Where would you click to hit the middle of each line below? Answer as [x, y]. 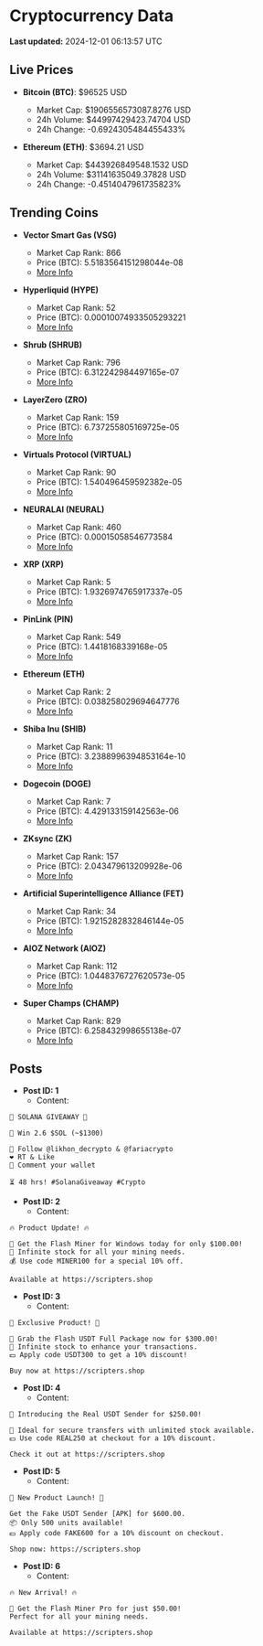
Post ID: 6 [42, 1566]
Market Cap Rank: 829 [79, 1021]
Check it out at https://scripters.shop [88, 1455]
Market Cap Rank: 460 [79, 527]
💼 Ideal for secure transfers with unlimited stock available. [132, 1431]
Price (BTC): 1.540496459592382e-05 [109, 482]
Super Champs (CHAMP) [71, 1003]
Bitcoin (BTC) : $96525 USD [75, 91]
